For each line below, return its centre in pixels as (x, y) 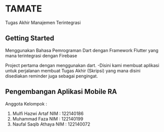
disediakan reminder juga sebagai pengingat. (52, 76)
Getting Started (30, 38)
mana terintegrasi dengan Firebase (41, 55)
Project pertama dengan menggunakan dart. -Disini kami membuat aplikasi (82, 65)
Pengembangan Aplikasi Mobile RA (61, 92)
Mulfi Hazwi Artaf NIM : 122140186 (48, 113)
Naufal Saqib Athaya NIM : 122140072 (51, 124)
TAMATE (24, 9)
